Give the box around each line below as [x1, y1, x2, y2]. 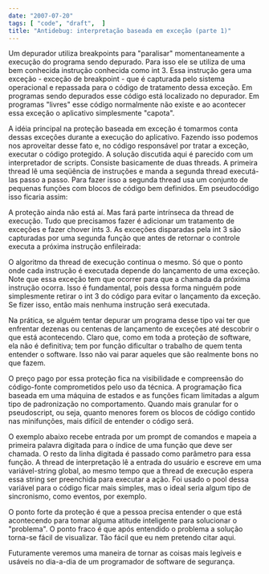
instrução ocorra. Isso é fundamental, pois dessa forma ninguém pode [8, 283, 242, 293]
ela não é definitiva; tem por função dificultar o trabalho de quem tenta [8, 341, 243, 351]
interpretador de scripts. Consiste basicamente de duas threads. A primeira [8, 158, 259, 168]
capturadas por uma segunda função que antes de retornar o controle [8, 234, 241, 243]
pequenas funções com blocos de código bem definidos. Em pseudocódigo [8, 184, 259, 193]
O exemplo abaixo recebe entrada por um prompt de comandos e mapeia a [8, 432, 257, 442]
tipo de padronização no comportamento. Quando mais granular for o [8, 399, 238, 409]
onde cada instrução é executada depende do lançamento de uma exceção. [8, 266, 260, 275]
